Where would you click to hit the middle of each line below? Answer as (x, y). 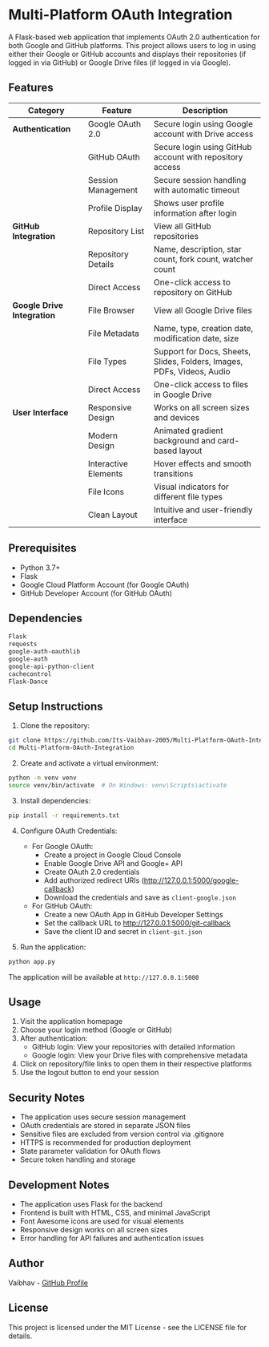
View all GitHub (183, 226)
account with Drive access (203, 134)
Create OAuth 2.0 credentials (92, 872)
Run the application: (53, 947)
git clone (25, 740)
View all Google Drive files (203, 310)
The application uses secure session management (103, 1117)
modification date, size (196, 338)
